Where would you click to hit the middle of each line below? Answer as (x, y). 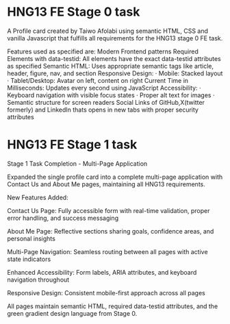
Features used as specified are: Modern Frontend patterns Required (103, 51)
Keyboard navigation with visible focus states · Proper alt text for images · (111, 95)
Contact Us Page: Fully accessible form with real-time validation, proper (108, 210)
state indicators (29, 259)
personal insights (31, 238)
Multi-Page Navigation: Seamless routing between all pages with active (107, 251)
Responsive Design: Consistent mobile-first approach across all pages (106, 292)
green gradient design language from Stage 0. (72, 313)
